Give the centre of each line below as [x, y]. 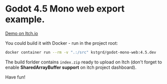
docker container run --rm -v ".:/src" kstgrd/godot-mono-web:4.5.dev [81, 52]
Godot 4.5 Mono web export [65, 9]
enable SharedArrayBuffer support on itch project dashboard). [71, 67]
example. [25, 19]
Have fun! [15, 77]
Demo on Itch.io [22, 33]
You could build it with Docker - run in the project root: [62, 43]
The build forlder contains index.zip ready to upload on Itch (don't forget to [84, 62]
